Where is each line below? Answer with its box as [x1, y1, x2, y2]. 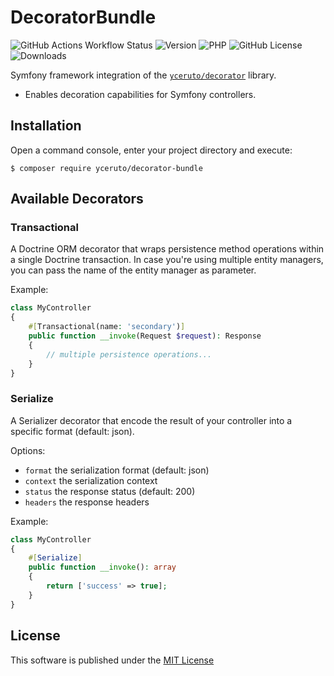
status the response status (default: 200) [24, 485, 196, 497]
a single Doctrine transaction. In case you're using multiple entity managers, [10, 254, 324, 266]
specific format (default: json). [10, 425, 135, 437]
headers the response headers [24, 496, 150, 508]
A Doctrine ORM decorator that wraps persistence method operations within [10, 243, 325, 255]
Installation [10, 117, 82, 135]
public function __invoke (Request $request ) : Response [28, 331, 262, 341]
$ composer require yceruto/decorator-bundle [10, 163, 203, 173]
